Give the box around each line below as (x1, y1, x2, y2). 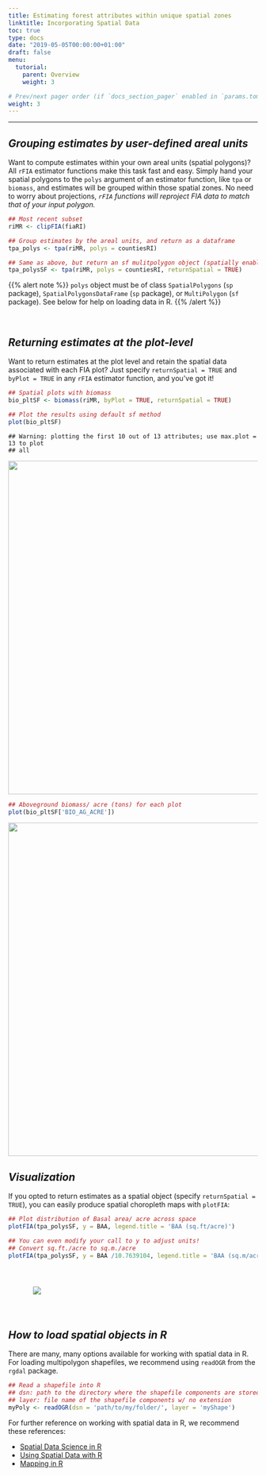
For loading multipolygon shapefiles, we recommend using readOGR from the (8, 1358, 256, 1367)
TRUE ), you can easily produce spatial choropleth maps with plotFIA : (8, 1200, 230, 1209)
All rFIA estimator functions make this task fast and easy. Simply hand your (8, 166, 253, 175)
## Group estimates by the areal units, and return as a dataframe (8, 237, 236, 245)
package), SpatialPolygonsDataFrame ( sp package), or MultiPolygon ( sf (8, 289, 239, 299)
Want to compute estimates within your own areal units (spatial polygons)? (8, 158, 251, 168)
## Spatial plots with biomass (8, 389, 112, 397)
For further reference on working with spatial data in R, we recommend (8, 1418, 240, 1428)
